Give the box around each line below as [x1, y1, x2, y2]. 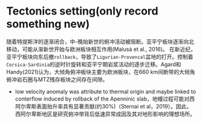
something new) [6, 17, 90, 31]
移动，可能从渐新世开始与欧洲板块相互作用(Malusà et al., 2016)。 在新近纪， [6, 45, 197, 53]
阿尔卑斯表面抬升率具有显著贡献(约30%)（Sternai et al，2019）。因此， [15, 102, 192, 110]
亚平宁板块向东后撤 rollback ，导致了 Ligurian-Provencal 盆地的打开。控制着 [6, 53, 194, 60]
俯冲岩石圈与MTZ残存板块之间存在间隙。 [6, 76, 108, 83]
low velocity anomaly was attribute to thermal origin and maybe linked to [15, 88, 197, 95]
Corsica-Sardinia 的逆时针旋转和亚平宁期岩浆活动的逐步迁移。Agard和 [6, 61, 181, 68]
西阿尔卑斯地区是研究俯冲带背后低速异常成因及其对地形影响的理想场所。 [15, 110, 195, 118]
